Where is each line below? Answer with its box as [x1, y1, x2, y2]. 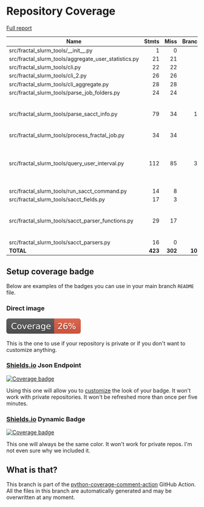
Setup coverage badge [6, 266, 94, 277]
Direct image [6, 304, 45, 312]
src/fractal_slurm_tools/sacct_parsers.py [8, 238, 110, 246]
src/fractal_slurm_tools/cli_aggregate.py [8, 80, 109, 88]
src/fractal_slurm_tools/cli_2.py [8, 72, 87, 80]
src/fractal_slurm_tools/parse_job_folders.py [8, 89, 120, 96]
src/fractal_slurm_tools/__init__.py [8, 47, 93, 54]
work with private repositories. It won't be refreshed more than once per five [6, 393, 198, 401]
